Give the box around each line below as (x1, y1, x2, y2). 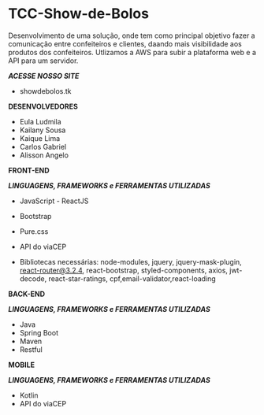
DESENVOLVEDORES (8, 102, 79, 111)
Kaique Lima (19, 133, 61, 143)
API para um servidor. (8, 56, 79, 65)
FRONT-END (8, 165, 50, 175)
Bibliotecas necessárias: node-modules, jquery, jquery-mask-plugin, (19, 257, 242, 266)
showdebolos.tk (19, 86, 72, 95)
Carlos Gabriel (19, 142, 67, 151)
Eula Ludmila (19, 117, 61, 126)
